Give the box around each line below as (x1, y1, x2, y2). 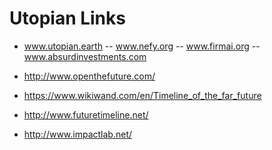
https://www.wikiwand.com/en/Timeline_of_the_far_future (23, 89, 262, 101)
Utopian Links (9, 7, 126, 30)
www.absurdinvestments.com (23, 50, 147, 62)
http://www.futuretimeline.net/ (23, 108, 149, 121)
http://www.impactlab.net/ (23, 128, 133, 140)
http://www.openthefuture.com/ (23, 70, 156, 82)
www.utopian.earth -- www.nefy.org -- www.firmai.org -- (23, 40, 261, 52)
